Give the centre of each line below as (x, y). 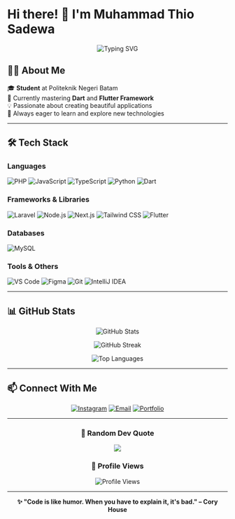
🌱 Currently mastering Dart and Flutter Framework (80, 98)
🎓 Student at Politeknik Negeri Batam (63, 88)
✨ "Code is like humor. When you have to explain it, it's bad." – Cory (117, 501)
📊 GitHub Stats (41, 311)
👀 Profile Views (117, 466)
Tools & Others (33, 266)
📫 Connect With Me (52, 388)
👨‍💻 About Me (36, 70)
